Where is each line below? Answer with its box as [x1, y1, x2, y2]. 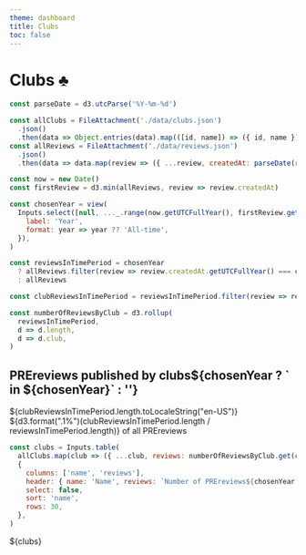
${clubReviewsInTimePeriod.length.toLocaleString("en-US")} [9, 406, 239, 417]
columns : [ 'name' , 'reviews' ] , [25, 468, 145, 478]
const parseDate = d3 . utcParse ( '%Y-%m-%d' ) [9, 99, 178, 109]
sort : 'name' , [25, 494, 79, 503]
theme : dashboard [9, 13, 76, 23]
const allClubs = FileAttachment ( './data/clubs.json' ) [9, 116, 222, 126]
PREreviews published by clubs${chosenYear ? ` [9, 367, 290, 383]
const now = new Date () [9, 175, 100, 184]
